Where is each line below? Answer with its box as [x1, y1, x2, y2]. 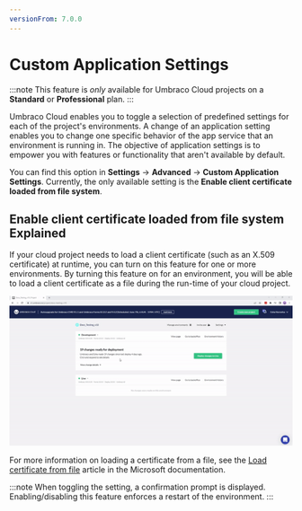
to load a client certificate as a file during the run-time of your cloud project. [9, 278, 291, 289]
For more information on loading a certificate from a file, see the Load [9, 454, 268, 466]
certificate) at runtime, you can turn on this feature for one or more [9, 259, 256, 269]
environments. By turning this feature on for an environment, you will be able [9, 269, 293, 279]
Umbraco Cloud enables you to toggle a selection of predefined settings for [9, 110, 289, 121]
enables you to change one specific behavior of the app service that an [9, 130, 274, 141]
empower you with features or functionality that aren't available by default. [9, 149, 286, 160]
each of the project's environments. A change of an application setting [9, 120, 271, 131]
